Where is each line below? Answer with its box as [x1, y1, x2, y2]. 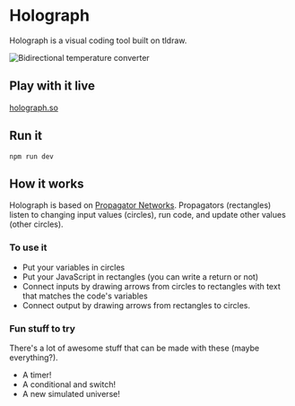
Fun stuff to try [9, 322, 76, 334]
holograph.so [9, 102, 58, 113]
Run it [9, 128, 43, 143]
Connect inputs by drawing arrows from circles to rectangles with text [22, 281, 281, 291]
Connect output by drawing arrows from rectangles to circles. [22, 299, 251, 310]
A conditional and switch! [22, 378, 117, 390]
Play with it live [9, 78, 96, 94]
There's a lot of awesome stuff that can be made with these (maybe [9, 342, 260, 353]
